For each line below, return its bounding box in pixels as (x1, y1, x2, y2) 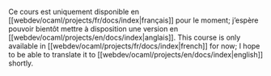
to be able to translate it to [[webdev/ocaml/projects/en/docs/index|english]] (8, 50, 264, 59)
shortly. (8, 58, 34, 68)
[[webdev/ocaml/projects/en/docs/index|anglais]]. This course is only (8, 32, 241, 42)
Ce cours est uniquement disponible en (8, 7, 140, 16)
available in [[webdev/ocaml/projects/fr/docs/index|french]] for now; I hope (8, 41, 260, 51)
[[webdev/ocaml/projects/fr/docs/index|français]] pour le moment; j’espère (8, 15, 259, 25)
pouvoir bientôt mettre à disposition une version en (8, 24, 179, 33)
